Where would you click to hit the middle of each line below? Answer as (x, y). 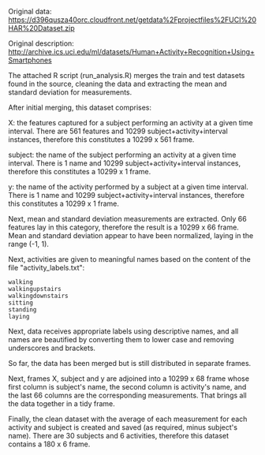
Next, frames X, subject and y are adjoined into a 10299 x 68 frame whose (129, 379)
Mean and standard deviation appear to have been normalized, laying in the (131, 235)
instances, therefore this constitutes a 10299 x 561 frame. (101, 140)
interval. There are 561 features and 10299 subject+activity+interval (118, 131)
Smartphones (30, 60)
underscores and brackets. (52, 348)
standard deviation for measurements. (70, 92)
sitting (21, 303)
